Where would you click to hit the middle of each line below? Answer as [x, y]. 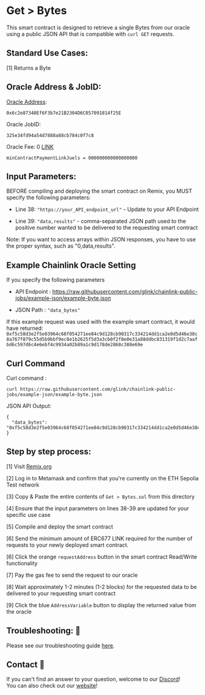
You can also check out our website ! [52, 686]
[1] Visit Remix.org [29, 466]
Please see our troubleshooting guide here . [60, 645]
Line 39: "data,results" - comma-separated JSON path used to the [100, 221]
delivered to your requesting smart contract [61, 593]
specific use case [28, 515]
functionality [22, 563]
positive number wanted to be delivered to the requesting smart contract [106, 228]
